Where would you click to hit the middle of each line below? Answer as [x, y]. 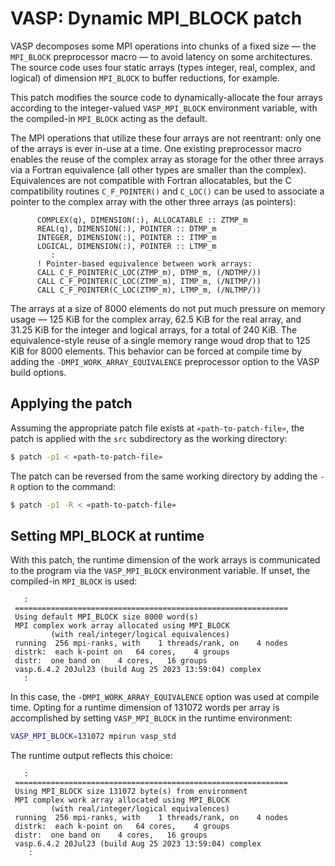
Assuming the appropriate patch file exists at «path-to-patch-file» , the [157, 428]
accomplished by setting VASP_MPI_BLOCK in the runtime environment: [151, 718]
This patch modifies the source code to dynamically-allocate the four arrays [166, 97]
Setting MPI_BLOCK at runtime [107, 535]
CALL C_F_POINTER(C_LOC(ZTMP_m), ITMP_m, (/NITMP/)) [149, 281]
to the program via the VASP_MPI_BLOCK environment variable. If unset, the [160, 571]
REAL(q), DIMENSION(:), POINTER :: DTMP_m [126, 228]
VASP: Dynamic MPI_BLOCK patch [156, 18]
